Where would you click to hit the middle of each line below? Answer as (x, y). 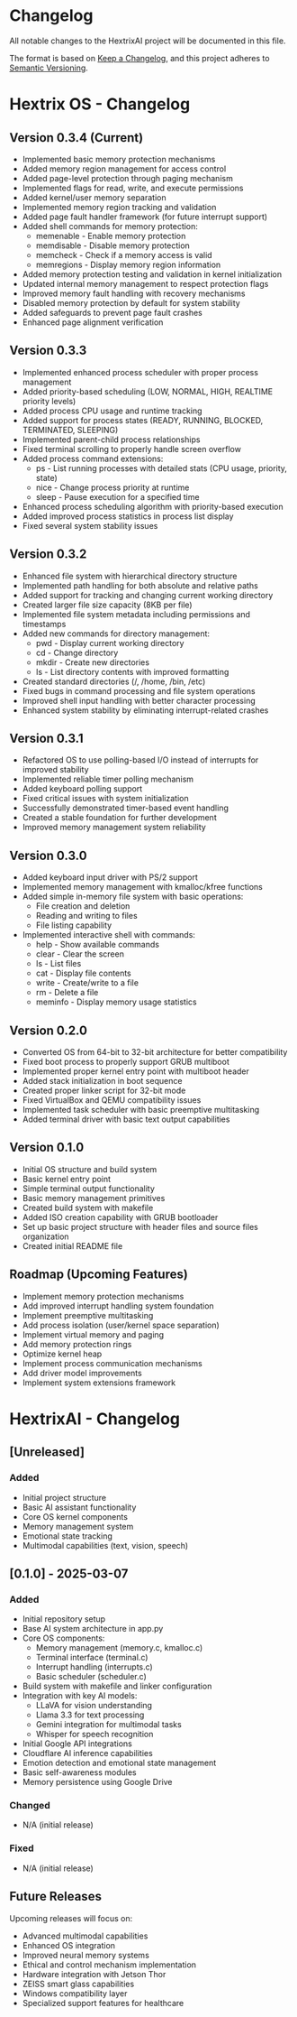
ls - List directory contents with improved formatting (132, 671)
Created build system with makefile (88, 1207)
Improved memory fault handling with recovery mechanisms (134, 293)
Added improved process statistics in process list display (128, 516)
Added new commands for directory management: (116, 634)
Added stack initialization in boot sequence (102, 1081)
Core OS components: (63, 1638)
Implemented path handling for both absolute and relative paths (140, 585)
